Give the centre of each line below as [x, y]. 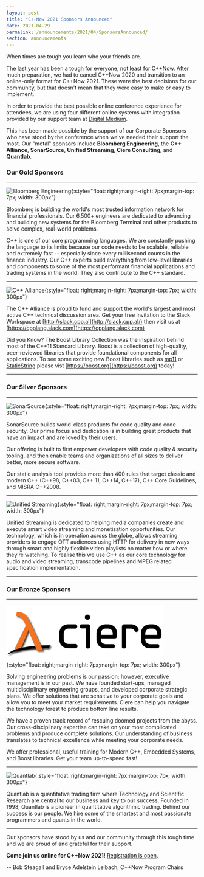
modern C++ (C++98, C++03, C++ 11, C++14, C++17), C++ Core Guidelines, [101, 480]
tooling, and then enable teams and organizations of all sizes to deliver [95, 456]
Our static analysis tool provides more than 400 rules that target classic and [101, 474]
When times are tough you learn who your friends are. [74, 57]
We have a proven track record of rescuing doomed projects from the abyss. [102, 721]
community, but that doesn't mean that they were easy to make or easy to [99, 88]
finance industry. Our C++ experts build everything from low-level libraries [100, 260]
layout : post [23, 13]
